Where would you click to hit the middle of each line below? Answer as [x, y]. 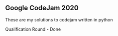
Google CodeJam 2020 [42, 8]
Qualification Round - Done [33, 29]
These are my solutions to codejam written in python [59, 19]
